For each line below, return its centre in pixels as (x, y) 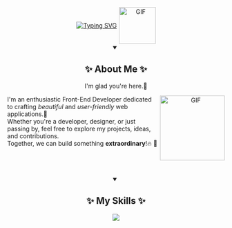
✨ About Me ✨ (116, 69)
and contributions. (33, 136)
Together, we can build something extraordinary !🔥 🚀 (82, 143)
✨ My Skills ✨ (116, 201)
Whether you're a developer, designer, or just (71, 121)
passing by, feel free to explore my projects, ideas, (79, 129)
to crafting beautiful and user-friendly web (68, 106)
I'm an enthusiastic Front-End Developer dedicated (79, 99)
